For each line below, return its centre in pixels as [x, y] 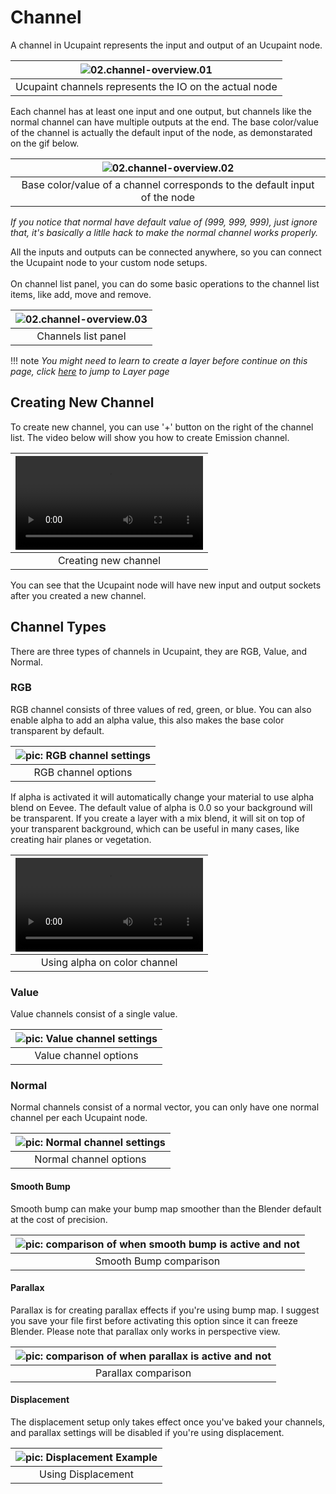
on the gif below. [45, 143]
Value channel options [86, 1056]
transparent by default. [57, 730]
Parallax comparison [143, 1373]
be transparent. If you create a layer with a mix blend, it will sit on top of [158, 818]
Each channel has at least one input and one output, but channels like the [161, 111]
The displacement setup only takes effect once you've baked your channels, [168, 1422]
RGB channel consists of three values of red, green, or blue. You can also [161, 709]
